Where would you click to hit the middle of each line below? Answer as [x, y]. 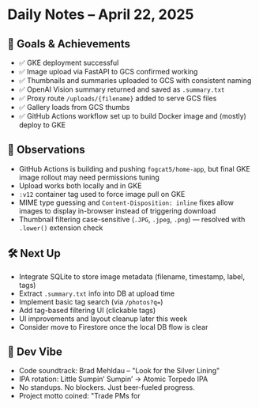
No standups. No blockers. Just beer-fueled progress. [107, 387]
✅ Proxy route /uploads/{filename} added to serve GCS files [118, 98]
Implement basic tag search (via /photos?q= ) [91, 301]
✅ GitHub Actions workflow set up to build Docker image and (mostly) [132, 116]
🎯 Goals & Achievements [69, 44]
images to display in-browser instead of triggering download [117, 210]
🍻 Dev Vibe [35, 352]
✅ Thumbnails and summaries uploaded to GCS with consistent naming [135, 80]
